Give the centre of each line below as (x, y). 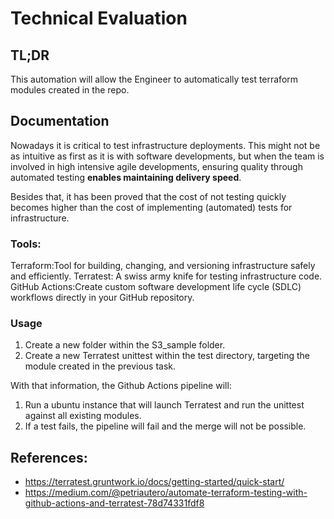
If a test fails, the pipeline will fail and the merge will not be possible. (165, 426)
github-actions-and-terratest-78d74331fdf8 (114, 503)
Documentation (60, 121)
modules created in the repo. (70, 90)
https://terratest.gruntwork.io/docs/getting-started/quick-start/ (154, 482)
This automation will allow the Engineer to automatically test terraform (154, 79)
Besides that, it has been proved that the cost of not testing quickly (148, 196)
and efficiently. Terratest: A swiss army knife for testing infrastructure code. (166, 276)
